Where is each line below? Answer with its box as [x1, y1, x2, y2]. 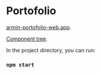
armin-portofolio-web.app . [6, 24, 71, 31]
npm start [6, 61, 34, 68]
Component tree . [6, 35, 48, 42]
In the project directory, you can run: [6, 46, 96, 54]
